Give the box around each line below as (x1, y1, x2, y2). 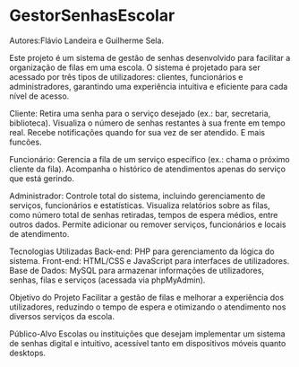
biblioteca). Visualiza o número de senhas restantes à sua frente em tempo (9, 118, 286, 128)
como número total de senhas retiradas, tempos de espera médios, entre (9, 209, 278, 220)
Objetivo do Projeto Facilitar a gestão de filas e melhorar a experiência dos (9, 292, 285, 302)
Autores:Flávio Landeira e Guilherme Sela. (9, 35, 164, 46)
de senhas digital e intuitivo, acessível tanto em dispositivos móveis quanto (9, 337, 286, 348)
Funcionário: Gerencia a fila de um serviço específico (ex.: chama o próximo (9, 153, 290, 164)
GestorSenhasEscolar (9, 5, 175, 26)
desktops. (9, 347, 47, 358)
